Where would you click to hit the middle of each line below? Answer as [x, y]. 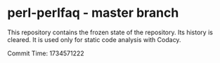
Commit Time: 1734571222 [46, 53]
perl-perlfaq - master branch [93, 13]
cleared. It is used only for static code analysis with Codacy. [94, 39]
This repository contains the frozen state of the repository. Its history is [110, 32]
